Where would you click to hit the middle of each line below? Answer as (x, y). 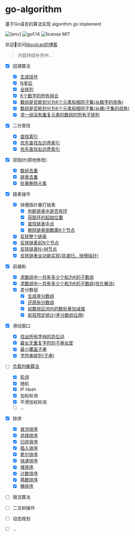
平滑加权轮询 (33, 402)
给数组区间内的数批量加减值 (56, 308)
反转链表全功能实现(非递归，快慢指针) (59, 255)
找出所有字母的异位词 (42, 337)
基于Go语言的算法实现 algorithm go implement (53, 24)
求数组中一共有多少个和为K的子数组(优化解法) (67, 283)
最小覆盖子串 (33, 349)
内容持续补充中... (35, 55)
